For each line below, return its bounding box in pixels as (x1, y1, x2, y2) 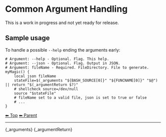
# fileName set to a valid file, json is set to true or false (14, 95, 147, 100)
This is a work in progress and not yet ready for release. (5, 20, 119, 26)
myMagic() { (5, 69, 30, 74)
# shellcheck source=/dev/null (14, 86, 79, 91)
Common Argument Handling (5, 3, 128, 15)
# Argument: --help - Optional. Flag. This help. (5, 56, 110, 61)
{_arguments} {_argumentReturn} (5, 126, 73, 132)
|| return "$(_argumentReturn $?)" (5, 82, 79, 87)
